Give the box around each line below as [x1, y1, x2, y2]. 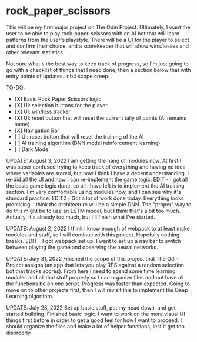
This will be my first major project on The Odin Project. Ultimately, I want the [6, 24, 191, 31]
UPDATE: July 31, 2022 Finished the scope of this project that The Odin [6, 255, 179, 262]
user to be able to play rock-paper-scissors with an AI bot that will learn [6, 29, 180, 37]
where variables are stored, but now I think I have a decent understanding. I [6, 169, 189, 176]
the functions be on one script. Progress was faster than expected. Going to [6, 280, 190, 287]
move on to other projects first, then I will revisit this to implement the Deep [6, 286, 188, 293]
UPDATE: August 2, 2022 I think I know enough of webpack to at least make [6, 225, 190, 232]
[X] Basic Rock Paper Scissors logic [14, 96, 102, 103]
